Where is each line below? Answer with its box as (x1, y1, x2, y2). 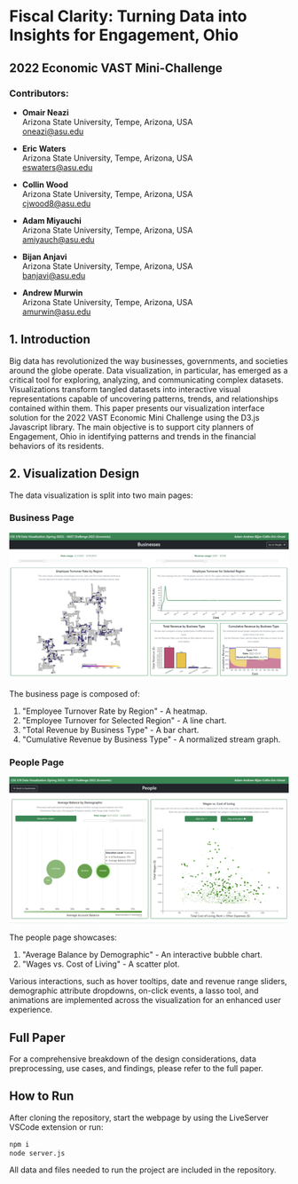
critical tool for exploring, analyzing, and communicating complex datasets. (9, 375, 284, 385)
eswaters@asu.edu (21, 162, 93, 172)
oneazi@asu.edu (21, 126, 84, 137)
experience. (9, 1005, 53, 1015)
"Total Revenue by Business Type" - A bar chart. (21, 725, 200, 736)
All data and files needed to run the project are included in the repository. (9, 1164, 277, 1175)
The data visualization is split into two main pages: (9, 490, 193, 501)
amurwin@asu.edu (21, 306, 91, 317)
